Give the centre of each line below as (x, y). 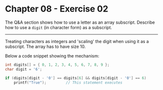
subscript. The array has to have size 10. (45, 46)
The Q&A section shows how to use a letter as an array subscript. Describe (80, 22)
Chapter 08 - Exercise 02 (57, 9)
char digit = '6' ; (24, 69)
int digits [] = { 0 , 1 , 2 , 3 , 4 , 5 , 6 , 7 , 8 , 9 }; (57, 65)
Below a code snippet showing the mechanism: (52, 56)
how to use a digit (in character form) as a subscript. (59, 27)
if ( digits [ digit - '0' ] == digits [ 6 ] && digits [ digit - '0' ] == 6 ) (76, 78)
